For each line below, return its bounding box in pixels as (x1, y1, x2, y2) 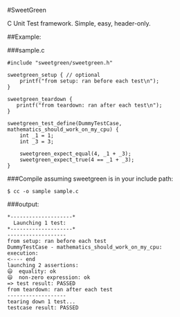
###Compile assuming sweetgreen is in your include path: (7, 174, 174, 183)
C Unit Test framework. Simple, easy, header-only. (7, 19, 151, 27)
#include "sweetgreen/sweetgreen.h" (7, 60, 113, 66)
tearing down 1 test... (7, 298, 76, 305)
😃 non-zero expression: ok (7, 274, 91, 281)
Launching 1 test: (13, 219, 67, 226)
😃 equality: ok (7, 268, 57, 275)
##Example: (7, 33, 42, 41)
